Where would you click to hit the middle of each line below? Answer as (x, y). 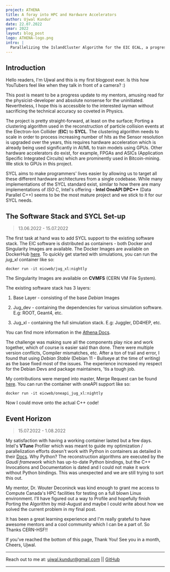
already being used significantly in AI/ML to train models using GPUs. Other (84, 148)
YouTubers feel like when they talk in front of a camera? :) (66, 85)
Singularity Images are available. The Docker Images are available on (77, 249)
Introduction (26, 68)
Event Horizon (29, 418)
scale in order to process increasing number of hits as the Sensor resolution (84, 137)
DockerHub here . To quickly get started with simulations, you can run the (82, 254)
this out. (14, 478)
